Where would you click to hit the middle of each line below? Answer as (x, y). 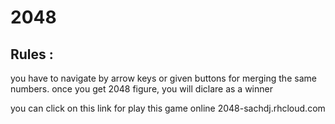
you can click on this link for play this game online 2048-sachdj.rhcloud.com (168, 108)
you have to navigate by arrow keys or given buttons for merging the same (163, 78)
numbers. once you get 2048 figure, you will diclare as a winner (141, 89)
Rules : (32, 54)
